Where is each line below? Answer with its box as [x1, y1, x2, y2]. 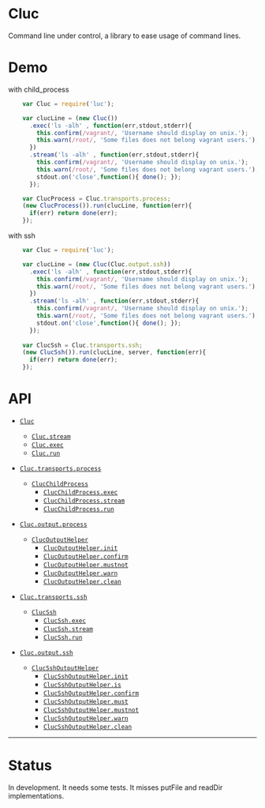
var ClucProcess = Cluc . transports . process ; [22, 194, 171, 202]
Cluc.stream [31, 432, 71, 441]
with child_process [8, 85, 69, 94]
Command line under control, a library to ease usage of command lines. [8, 31, 241, 40]
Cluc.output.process [19, 521, 88, 528]
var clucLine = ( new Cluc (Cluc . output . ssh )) [22, 260, 171, 269]
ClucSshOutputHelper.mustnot [43, 706, 140, 714]
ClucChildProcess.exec [43, 488, 118, 496]
